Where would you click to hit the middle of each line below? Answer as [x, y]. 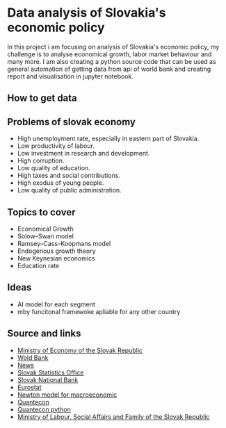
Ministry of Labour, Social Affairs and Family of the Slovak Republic [113, 417]
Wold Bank [33, 357]
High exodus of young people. [60, 183]
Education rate [38, 265]
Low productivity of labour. [56, 146]
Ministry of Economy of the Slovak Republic [80, 350]
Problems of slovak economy [71, 122]
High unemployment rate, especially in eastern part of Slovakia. [108, 139]
